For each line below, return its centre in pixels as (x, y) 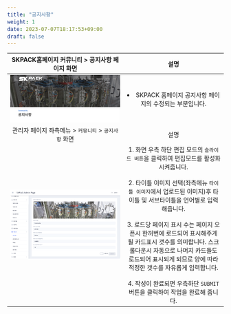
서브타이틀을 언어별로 (177, 200)
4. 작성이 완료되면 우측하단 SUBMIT (174, 284)
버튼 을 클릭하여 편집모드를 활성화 (177, 158)
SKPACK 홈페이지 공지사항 (172, 95)
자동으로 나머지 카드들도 (185, 251)
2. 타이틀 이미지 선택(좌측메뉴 (168, 183)
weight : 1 (21, 22)
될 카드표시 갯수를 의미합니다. (167, 242)
